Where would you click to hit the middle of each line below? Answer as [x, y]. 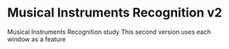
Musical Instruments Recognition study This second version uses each [109, 32]
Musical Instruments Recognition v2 [115, 13]
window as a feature [37, 39]
